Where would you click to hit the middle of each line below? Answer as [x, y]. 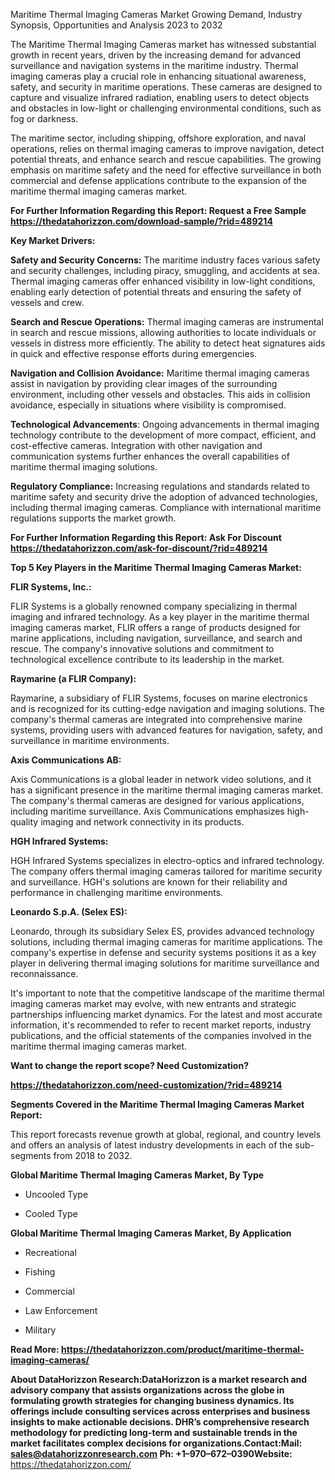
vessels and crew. [47, 302]
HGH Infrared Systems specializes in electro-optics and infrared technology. [167, 860]
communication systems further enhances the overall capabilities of [150, 456]
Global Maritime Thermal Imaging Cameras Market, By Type [137, 1175]
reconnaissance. [44, 973]
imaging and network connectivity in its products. [142, 822]
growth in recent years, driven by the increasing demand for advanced [156, 55]
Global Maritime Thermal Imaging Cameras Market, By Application [151, 1233]
